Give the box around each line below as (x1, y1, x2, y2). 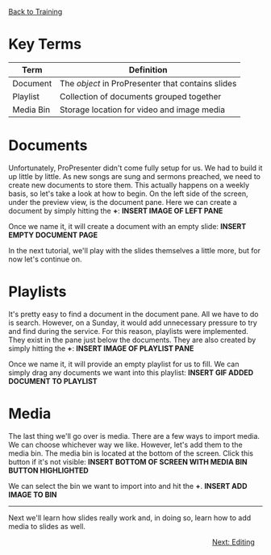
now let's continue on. (8, 254, 82, 264)
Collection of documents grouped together (59, 90, 222, 102)
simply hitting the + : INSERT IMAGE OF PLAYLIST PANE (8, 343, 194, 353)
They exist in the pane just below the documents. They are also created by (8, 335, 256, 344)
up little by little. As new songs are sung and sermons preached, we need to (8, 171, 261, 181)
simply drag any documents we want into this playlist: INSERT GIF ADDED (8, 367, 254, 378)
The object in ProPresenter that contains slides (59, 77, 237, 89)
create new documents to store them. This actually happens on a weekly (8, 180, 250, 190)
